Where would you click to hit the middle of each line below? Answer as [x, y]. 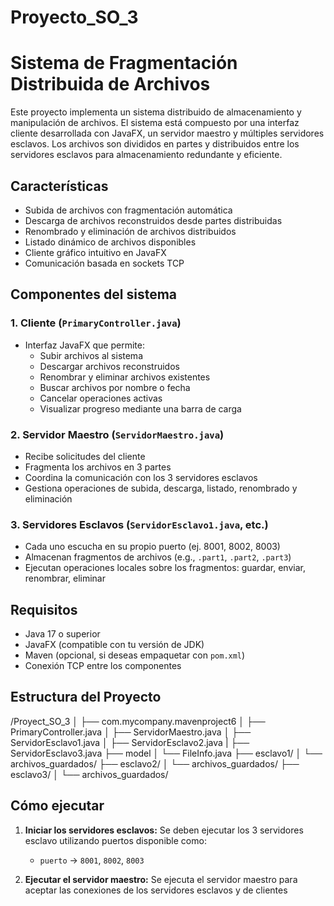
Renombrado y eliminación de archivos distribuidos [130, 231]
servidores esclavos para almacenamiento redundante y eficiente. [146, 155]
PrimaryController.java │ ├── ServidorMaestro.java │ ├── [131, 732]
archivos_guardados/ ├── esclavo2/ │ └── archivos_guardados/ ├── [155, 763]
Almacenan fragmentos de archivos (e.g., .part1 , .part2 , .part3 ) [158, 557]
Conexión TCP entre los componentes [103, 666]
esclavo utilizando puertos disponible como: [115, 840]
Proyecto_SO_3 [74, 17]
